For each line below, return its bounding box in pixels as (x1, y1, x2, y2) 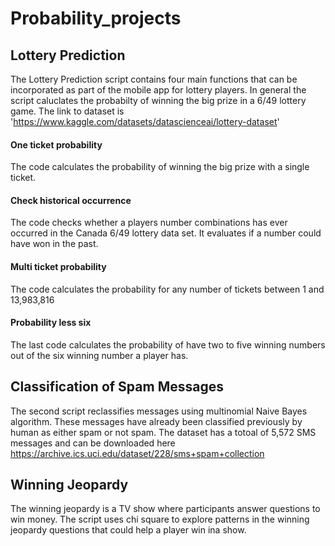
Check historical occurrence (10, 194, 132, 206)
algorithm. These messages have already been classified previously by (10, 415, 303, 427)
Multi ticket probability (10, 261, 107, 272)
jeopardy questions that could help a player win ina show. (10, 524, 247, 536)
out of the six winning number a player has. (10, 349, 189, 361)
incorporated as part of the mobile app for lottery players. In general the (10, 84, 307, 96)
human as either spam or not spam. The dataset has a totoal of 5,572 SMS (10, 426, 317, 438)
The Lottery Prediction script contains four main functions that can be (10, 73, 298, 85)
